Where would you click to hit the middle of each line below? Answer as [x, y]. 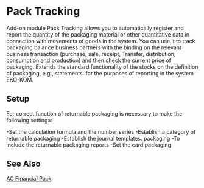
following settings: [30, 120]
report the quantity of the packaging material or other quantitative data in [98, 34]
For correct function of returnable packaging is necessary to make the [94, 113]
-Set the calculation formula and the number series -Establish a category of [101, 131]
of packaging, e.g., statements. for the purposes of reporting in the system [100, 73]
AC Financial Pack [29, 178]
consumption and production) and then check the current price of [89, 60]
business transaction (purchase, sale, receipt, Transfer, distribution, [91, 54]
